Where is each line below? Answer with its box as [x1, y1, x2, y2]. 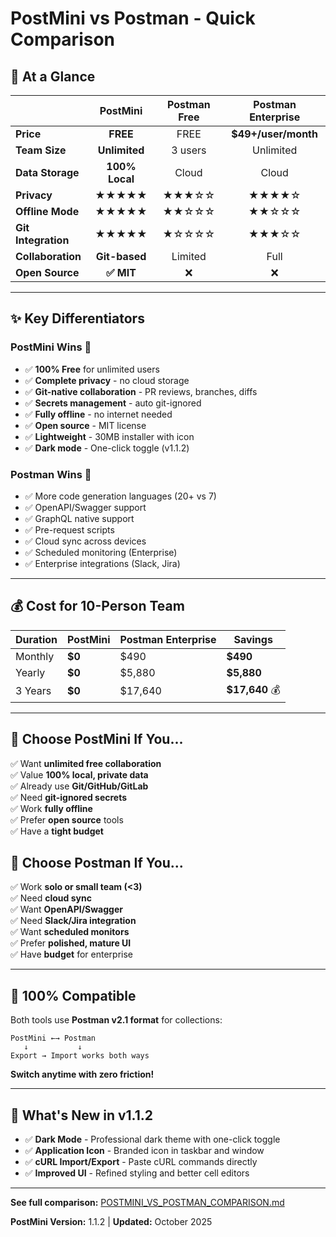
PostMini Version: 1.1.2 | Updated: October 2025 [10, 1216, 213, 1228]
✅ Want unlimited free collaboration [10, 757, 162, 769]
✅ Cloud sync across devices [24, 535, 147, 547]
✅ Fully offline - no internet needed [24, 408, 173, 420]
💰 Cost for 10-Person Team [10, 598, 185, 615]
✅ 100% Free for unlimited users [24, 363, 160, 375]
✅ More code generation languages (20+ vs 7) [24, 490, 217, 502]
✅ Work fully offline [10, 802, 93, 814]
